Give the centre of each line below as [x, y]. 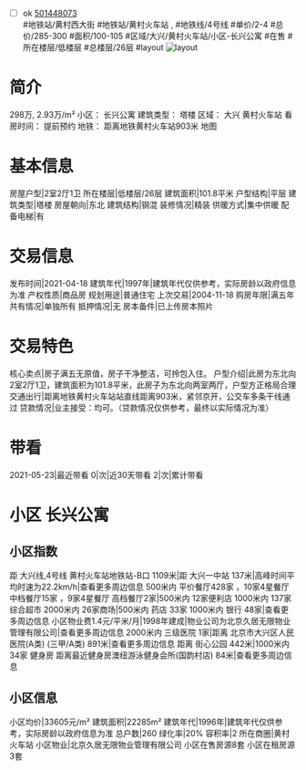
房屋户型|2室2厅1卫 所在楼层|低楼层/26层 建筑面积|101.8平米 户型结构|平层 [148, 193]
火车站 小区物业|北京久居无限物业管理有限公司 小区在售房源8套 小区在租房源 [153, 744]
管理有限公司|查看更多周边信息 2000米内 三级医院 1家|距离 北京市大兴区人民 [152, 632]
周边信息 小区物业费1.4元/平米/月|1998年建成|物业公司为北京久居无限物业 [154, 620]
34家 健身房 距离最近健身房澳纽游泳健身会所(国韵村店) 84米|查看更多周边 [147, 655]
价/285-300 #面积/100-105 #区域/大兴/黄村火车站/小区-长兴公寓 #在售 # [158, 36]
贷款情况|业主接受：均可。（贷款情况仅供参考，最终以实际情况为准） [147, 407]
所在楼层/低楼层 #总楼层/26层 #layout [93, 47]
